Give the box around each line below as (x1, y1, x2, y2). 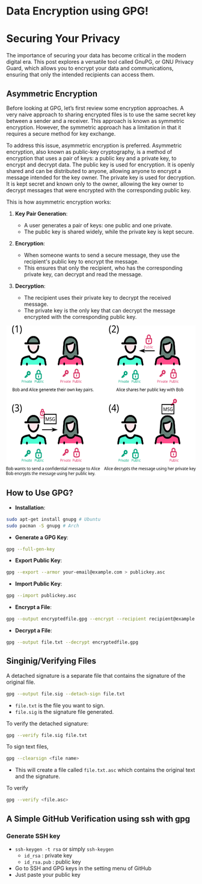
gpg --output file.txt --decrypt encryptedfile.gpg (6, 639, 138, 645)
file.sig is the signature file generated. (14, 708, 114, 715)
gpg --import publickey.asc (6, 593, 77, 599)
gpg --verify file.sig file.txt (6, 732, 87, 738)
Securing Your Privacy (6, 32, 120, 46)
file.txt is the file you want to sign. (14, 701, 105, 709)
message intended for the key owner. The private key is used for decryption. (6, 174, 196, 181)
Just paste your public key (14, 871, 81, 878)
